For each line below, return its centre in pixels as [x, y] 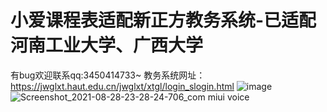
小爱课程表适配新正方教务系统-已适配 [163, 20]
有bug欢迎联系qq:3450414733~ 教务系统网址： [108, 75]
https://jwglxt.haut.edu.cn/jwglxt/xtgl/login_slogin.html [122, 86]
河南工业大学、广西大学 [107, 45]
